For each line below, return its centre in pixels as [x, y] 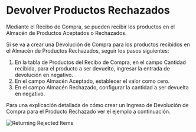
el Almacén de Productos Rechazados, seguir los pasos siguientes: [88, 50]
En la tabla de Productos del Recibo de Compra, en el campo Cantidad [100, 62]
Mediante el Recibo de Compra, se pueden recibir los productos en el [91, 27]
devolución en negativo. [44, 75]
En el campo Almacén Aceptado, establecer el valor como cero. [92, 81]
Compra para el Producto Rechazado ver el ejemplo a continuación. [88, 111]
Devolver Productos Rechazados [88, 10]
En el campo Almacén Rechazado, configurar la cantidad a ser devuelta [102, 87]
